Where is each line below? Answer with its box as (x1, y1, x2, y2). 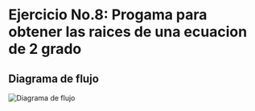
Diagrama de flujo (8, 72, 99, 85)
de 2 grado (8, 40, 82, 58)
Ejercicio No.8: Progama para (8, 6, 208, 24)
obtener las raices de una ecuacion (8, 23, 248, 41)
